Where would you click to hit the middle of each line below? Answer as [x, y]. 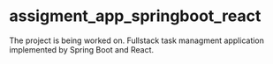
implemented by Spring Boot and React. [82, 49]
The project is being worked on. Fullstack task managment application [137, 40]
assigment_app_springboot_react [135, 16]
